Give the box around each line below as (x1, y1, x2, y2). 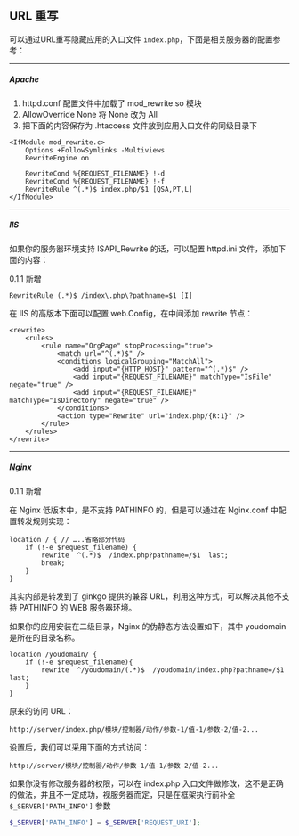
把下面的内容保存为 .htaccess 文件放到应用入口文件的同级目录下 (21, 119, 258, 131)
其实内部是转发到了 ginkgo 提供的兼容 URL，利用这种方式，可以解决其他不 (9, 591, 282, 602)
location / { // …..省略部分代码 (9, 535, 125, 544)
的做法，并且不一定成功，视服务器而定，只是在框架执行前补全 (9, 789, 236, 799)
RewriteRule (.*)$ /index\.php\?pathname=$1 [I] (9, 291, 193, 300)
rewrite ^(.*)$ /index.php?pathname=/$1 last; (41, 551, 229, 560)
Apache (9, 74, 40, 85)
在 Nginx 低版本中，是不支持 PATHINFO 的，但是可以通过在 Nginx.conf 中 (9, 504, 279, 515)
